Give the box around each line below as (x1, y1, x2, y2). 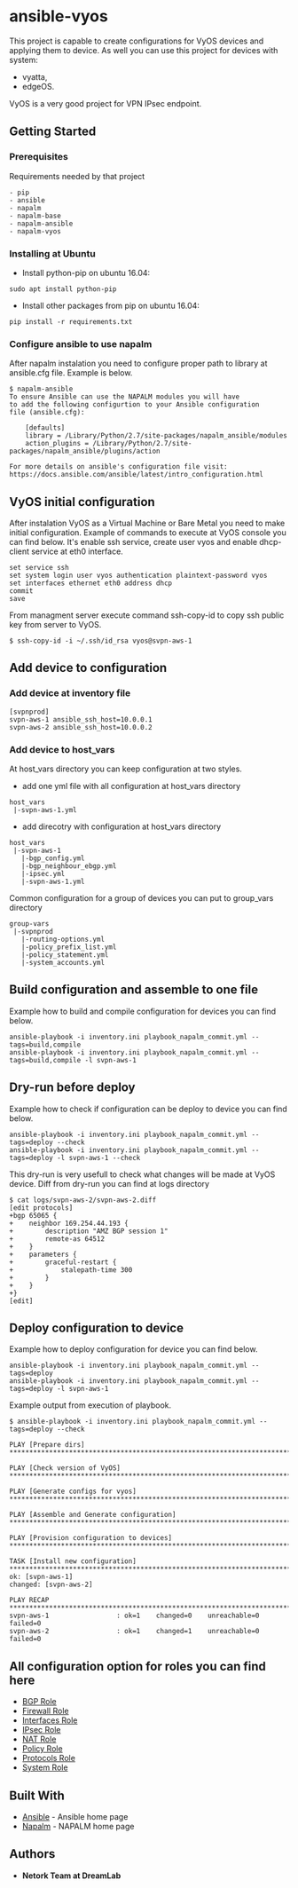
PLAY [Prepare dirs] (9, 1441, 86, 1450)
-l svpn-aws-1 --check (56, 1153, 141, 1162)
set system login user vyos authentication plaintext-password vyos (9, 571, 268, 581)
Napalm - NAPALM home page (21, 1821, 135, 1832)
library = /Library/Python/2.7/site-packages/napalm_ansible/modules (25, 431, 288, 440)
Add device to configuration (9, 660, 168, 675)
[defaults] (25, 423, 66, 432)
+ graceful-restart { (9, 1258, 117, 1267)
